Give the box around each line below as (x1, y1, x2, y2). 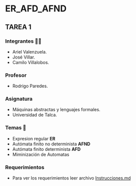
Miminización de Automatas (12, 151, 69, 157)
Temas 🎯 (5, 124, 26, 131)
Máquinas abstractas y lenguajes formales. (12, 107, 101, 113)
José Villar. (12, 54, 35, 60)
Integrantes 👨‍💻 (5, 38, 42, 45)
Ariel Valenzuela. (12, 49, 47, 55)
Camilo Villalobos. (12, 59, 50, 65)
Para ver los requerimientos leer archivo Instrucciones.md (12, 175, 131, 181)
